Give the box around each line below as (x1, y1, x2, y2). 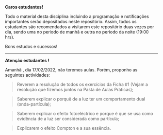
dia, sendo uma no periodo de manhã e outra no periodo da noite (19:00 (5, 29, 149, 34)
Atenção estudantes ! (5, 58, 49, 63)
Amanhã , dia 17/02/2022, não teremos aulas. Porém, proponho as (5, 67, 138, 72)
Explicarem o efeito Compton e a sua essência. (16, 125, 111, 131)
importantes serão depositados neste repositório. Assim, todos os (5, 19, 137, 24)
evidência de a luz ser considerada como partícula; (16, 116, 120, 121)
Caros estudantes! (5, 4, 44, 10)
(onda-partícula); (16, 101, 51, 107)
